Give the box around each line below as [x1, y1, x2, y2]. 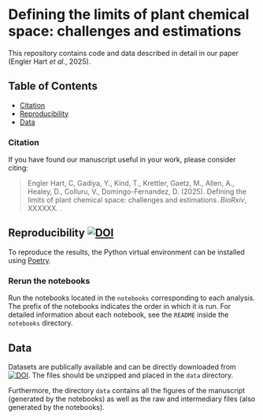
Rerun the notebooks [8, 275, 91, 286]
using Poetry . [8, 255, 51, 265]
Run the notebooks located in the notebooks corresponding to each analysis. [8, 293, 256, 303]
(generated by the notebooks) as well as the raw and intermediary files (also [8, 394, 256, 403]
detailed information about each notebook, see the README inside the [8, 310, 229, 320]
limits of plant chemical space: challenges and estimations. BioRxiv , [27, 195, 247, 205]
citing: [8, 163, 29, 173]
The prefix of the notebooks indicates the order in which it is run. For [8, 302, 232, 311]
